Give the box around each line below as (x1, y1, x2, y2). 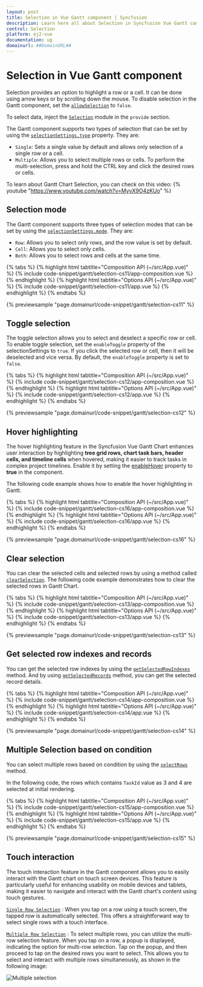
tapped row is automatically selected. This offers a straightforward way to (6, 912, 190, 919)
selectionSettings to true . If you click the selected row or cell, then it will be (6, 347, 195, 355)
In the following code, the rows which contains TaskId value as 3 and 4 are (6, 779, 192, 786)
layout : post (6, 8, 39, 15)
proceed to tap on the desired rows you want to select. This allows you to (6, 949, 189, 957)
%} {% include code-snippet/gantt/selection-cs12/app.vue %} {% (6, 391, 170, 398)
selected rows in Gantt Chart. (6, 582, 79, 590)
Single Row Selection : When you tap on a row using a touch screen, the (6, 905, 187, 913)
